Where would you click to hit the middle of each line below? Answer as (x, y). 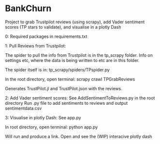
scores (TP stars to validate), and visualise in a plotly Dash (63, 27)
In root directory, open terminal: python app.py (51, 127)
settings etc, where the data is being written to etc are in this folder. (72, 60)
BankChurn (28, 8)
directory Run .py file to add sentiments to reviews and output (66, 103)
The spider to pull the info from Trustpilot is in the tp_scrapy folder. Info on (79, 55)
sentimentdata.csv (23, 108)
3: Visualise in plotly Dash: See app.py (43, 117)
